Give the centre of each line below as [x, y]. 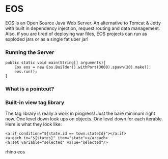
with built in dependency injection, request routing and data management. [83, 28]
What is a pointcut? [30, 89]
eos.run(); [26, 72]
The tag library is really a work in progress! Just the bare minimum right [80, 114]
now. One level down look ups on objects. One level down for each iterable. [84, 119]
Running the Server [30, 52]
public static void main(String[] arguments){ [55, 63]
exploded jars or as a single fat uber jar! [47, 39]
